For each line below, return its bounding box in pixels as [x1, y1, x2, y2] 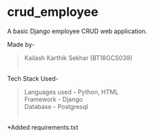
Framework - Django [23, 95, 83, 103]
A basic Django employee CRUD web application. [7, 27, 147, 35]
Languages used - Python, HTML [23, 88, 119, 96]
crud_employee [7, 4, 99, 20]
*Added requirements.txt [7, 123, 79, 131]
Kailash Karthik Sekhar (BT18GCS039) [23, 53, 133, 62]
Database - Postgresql [23, 102, 88, 110]
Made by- [7, 40, 35, 48]
